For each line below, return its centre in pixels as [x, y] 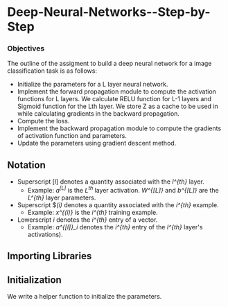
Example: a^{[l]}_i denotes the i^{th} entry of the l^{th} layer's [115, 227]
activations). [45, 234]
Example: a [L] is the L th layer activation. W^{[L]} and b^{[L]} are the [123, 190]
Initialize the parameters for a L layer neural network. [93, 85]
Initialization [35, 280]
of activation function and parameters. [72, 136]
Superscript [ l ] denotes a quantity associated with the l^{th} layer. [111, 182]
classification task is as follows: [52, 71]
